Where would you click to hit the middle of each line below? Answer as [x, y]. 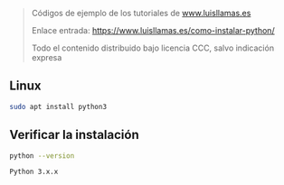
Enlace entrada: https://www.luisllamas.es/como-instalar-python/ [153, 30]
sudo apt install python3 [58, 106]
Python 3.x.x [34, 172]
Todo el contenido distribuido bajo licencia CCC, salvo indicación [152, 48]
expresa [47, 57]
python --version [42, 156]
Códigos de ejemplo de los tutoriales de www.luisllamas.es [141, 13]
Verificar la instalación [74, 135]
